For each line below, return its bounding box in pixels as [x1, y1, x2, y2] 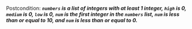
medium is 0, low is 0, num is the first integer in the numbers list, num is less [6, 11, 180, 18]
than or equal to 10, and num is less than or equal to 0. [6, 17, 138, 23]
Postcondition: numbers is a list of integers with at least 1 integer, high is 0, [6, 5, 187, 11]
